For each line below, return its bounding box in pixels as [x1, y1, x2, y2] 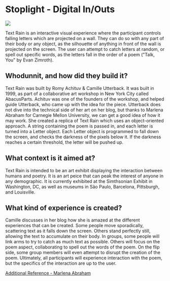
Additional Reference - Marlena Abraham [5, 270, 91, 276]
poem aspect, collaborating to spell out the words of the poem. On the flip [5, 244, 160, 250]
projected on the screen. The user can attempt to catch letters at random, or [5, 46, 165, 52]
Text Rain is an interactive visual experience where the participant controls [5, 29, 161, 36]
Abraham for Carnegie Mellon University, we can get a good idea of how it [5, 112, 161, 118]
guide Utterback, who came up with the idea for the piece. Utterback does [5, 101, 161, 107]
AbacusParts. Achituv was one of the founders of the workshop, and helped [5, 96, 164, 102]
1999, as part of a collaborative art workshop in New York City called [5, 90, 149, 97]
